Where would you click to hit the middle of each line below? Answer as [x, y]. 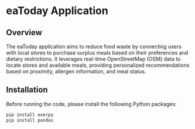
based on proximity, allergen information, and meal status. [76, 71]
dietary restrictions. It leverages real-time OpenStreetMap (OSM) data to [93, 59]
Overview [24, 33]
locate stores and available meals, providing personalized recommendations [98, 65]
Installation [27, 90]
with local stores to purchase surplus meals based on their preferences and [97, 53]
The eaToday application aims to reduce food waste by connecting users [94, 46]
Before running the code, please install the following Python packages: [91, 104]
